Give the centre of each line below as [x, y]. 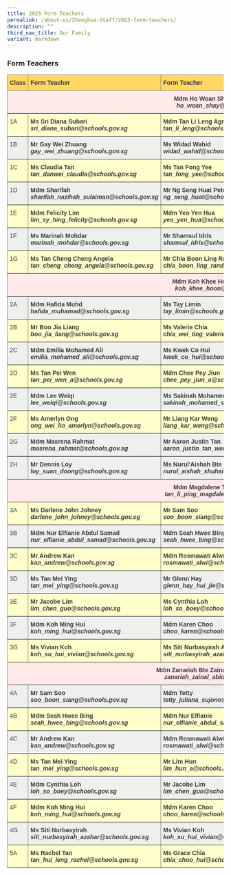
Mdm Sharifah [51, 190]
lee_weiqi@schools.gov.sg [69, 403]
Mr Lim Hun [180, 762]
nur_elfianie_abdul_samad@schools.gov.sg [93, 540]
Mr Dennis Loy [51, 464]
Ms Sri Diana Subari [59, 122]
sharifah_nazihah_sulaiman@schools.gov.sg [95, 197]
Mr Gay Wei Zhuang [59, 145]
